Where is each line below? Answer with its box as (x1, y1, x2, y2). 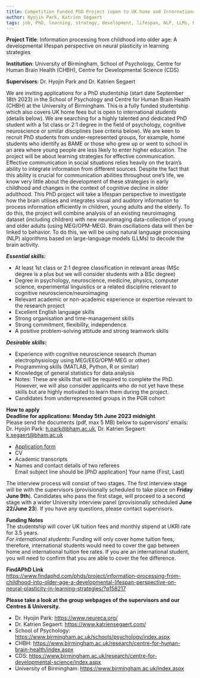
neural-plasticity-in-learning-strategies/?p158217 (6, 585, 126, 592)
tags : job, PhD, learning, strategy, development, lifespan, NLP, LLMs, (6, 20, 190, 26)
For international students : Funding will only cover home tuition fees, (6, 536, 174, 543)
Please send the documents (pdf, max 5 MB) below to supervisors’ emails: (6, 419, 189, 426)
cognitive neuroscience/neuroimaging (14, 290, 108, 297)
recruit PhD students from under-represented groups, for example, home (6, 134, 185, 141)
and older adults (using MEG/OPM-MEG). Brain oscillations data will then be (6, 222, 192, 230)
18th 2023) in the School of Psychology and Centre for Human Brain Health (6, 96, 190, 103)
